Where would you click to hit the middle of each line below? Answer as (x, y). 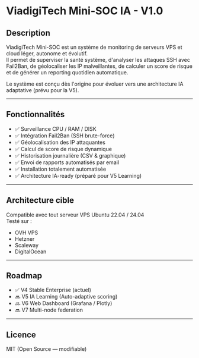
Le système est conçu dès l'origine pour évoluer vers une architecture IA (95, 84)
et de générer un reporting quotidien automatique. (67, 72)
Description (28, 33)
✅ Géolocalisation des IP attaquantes (60, 142)
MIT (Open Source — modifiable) (46, 349)
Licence (21, 335)
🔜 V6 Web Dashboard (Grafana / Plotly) (63, 303)
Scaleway (27, 245)
